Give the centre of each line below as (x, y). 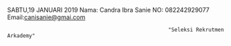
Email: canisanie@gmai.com (46, 17)
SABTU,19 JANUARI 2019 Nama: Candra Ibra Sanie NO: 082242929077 (108, 10)
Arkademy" (21, 36)
